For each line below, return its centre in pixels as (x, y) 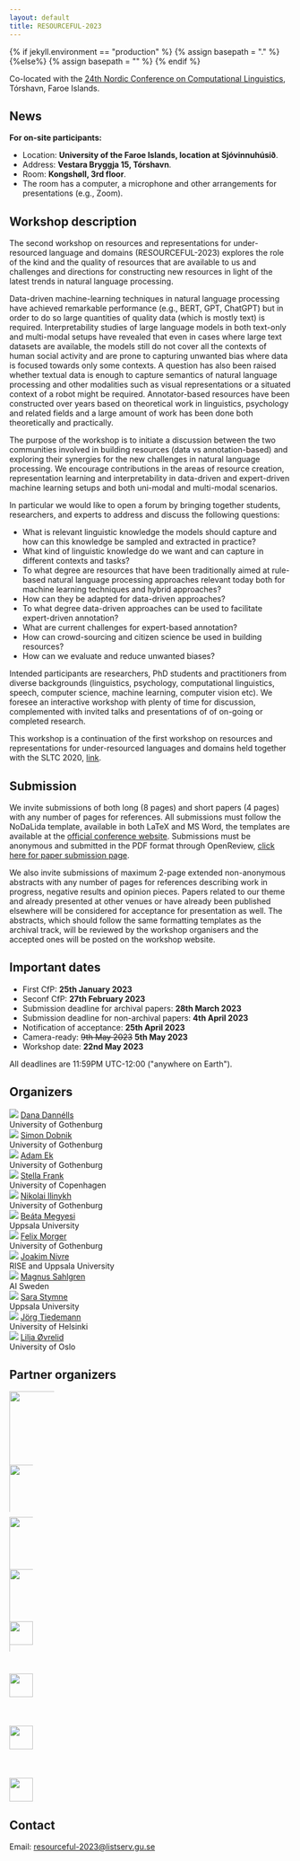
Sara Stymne (44, 1296)
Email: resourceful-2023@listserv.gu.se (82, 1847)
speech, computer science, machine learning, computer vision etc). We (141, 693)
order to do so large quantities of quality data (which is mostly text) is (137, 318)
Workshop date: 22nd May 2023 (83, 1046)
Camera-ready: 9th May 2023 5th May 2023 (105, 1037)
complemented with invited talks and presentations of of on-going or (136, 712)
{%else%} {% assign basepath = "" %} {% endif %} (105, 61)
